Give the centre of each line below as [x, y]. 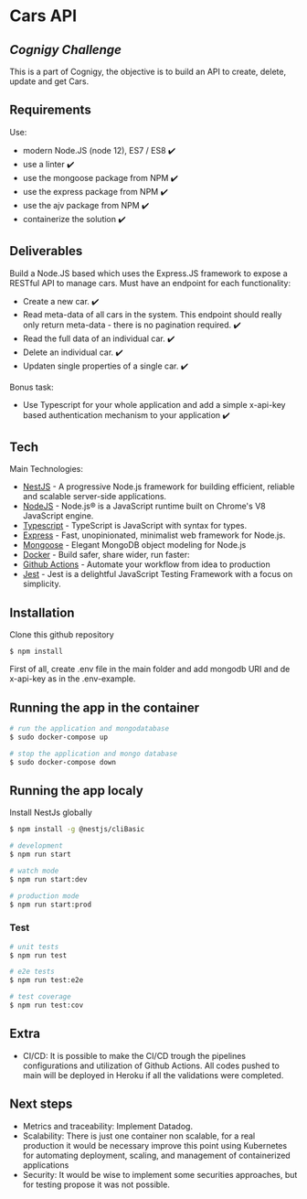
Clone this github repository [62, 635]
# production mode [44, 896]
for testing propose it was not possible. [96, 1184]
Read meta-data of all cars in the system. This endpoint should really [152, 314]
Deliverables [46, 251]
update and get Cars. [49, 81]
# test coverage [40, 997]
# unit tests [34, 947]
